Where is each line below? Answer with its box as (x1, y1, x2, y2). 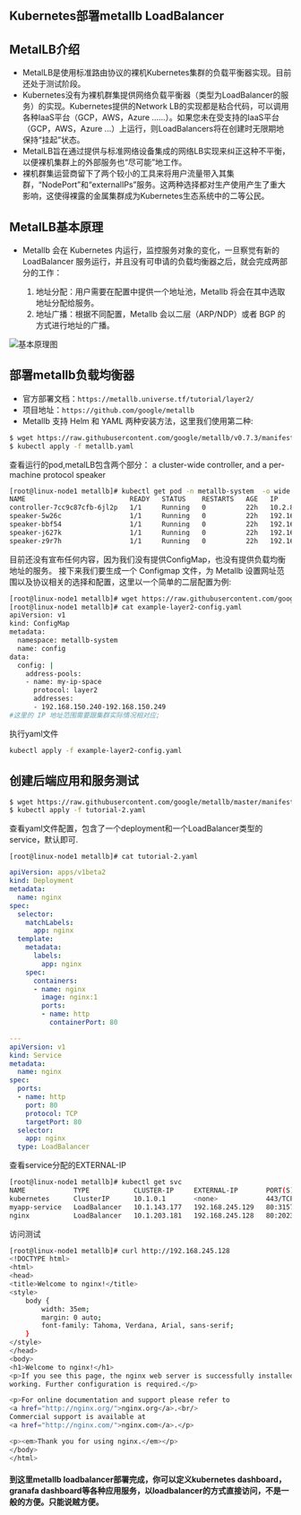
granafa (9, 1485, 39, 1496)
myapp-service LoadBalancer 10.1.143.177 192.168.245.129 (9, 1202, 254, 1212)
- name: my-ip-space (25, 678, 102, 687)
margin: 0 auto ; (41, 1312, 102, 1322)
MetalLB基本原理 (9, 219, 104, 235)
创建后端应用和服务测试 (9, 774, 139, 789)
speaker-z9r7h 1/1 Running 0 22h (9, 536, 258, 545)
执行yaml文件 (9, 728, 59, 739)
